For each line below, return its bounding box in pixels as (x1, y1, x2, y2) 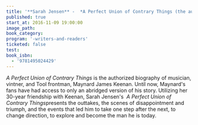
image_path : (6, 25, 35, 31)
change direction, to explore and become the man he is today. (6, 111, 157, 119)
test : (6, 47, 19, 53)
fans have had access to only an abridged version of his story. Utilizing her (6, 87, 187, 94)
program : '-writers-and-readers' (6, 36, 88, 42)
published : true (6, 14, 46, 20)
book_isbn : (6, 52, 33, 58)
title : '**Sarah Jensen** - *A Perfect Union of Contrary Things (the (6, 8, 186, 15)
